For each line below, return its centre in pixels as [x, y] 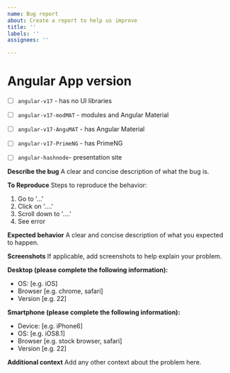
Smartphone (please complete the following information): [94, 312]
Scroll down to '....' [45, 214]
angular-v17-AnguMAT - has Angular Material [81, 129]
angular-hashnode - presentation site [70, 158]
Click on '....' [35, 206]
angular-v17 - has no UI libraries [64, 101]
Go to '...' [30, 199]
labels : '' [23, 34]
